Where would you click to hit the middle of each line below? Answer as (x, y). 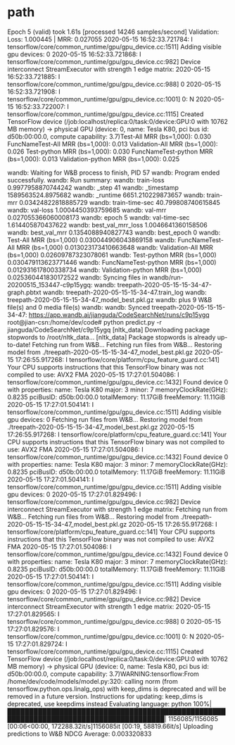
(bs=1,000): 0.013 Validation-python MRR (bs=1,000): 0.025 (94, 158)
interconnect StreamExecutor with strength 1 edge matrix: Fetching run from (118, 509)
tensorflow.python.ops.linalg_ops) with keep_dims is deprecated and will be (117, 689)
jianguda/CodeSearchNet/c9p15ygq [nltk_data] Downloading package (108, 330)
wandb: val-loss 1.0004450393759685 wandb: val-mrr (87, 210)
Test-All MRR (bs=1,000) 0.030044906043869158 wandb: (92, 239)
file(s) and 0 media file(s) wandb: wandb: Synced (79, 307)
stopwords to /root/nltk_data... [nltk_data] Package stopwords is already (112, 337)
